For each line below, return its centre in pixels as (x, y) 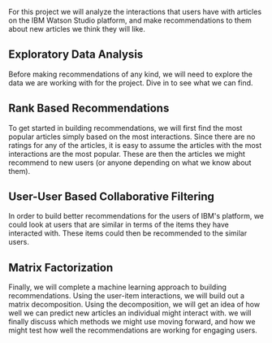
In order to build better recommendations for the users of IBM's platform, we (136, 216)
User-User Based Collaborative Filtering (112, 197)
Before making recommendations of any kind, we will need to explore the (131, 74)
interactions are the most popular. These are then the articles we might (127, 154)
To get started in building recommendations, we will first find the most (125, 128)
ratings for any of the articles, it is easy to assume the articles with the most (135, 145)
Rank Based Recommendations (89, 109)
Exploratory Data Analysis (76, 55)
